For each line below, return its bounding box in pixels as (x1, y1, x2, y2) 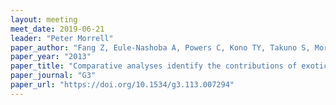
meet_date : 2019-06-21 (10, 24, 105, 34)
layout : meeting (10, 14, 78, 25)
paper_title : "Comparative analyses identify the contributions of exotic (10, 61, 329, 71)
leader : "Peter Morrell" (10, 33, 114, 43)
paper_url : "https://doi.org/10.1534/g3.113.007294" (10, 80, 235, 90)
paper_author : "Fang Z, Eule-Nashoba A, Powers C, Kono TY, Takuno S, (10, 42, 311, 53)
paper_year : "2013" (10, 52, 92, 62)
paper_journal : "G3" (10, 71, 97, 81)
